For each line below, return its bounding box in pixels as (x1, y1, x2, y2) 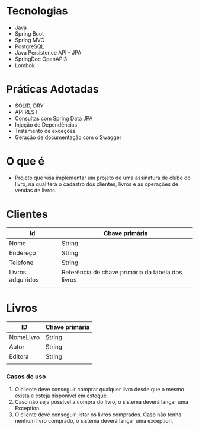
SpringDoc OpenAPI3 (14, 55, 68, 62)
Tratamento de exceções (14, 127, 76, 134)
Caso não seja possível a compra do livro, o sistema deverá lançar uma (14, 398, 188, 405)
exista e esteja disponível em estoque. (14, 392, 108, 399)
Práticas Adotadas (6, 83, 99, 96)
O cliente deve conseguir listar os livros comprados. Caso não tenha (14, 411, 182, 418)
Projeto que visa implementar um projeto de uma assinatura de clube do (14, 174, 191, 181)
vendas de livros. (14, 186, 57, 194)
